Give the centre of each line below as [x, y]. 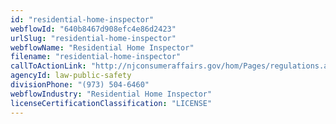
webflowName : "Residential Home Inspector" [102, 47]
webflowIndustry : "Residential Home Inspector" [111, 94]
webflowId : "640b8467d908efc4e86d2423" [93, 29]
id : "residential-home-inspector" [82, 19]
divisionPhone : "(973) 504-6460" [80, 85]
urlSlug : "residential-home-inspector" [93, 38]
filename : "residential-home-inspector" [96, 57]
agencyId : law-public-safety [71, 76]
